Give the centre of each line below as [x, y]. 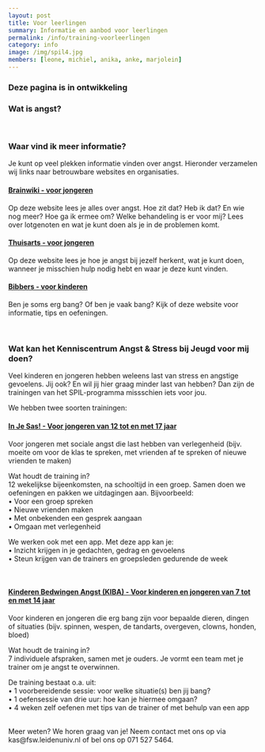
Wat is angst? [35, 108]
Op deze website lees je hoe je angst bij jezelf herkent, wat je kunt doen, [126, 260]
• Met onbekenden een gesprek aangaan [75, 518]
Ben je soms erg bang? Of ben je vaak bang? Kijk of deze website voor [123, 304]
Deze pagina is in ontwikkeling [68, 87]
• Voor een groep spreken [51, 501]
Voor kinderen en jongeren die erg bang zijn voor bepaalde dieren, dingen [129, 617]
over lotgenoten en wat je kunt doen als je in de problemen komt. [114, 224]
